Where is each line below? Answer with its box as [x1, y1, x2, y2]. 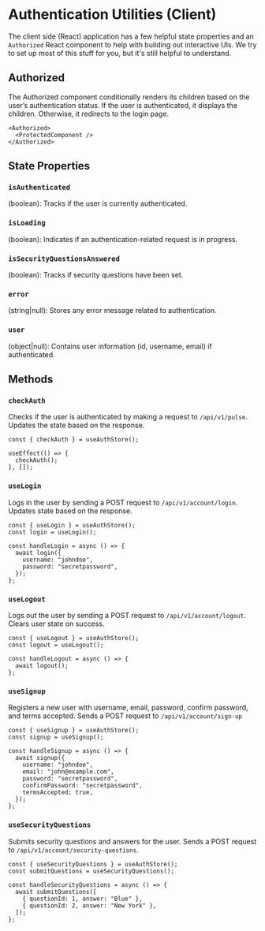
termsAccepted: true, [22, 788, 93, 797]
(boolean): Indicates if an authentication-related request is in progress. [8, 234, 238, 244]
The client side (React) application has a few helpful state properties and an [8, 32, 255, 41]
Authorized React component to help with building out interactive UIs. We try [8, 39, 257, 49]
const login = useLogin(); [8, 528, 97, 536]
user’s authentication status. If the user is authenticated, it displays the [8, 100, 238, 110]
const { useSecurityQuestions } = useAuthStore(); [8, 860, 178, 868]
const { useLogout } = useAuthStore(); [8, 634, 140, 642]
